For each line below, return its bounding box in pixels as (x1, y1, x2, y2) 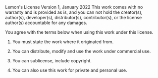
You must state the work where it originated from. (12, 39, 114, 45)
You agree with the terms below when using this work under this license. (5, 29, 154, 35)
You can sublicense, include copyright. (12, 58, 92, 63)
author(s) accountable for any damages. (5, 20, 88, 26)
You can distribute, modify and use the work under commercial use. (12, 49, 151, 54)
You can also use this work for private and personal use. (12, 67, 127, 73)
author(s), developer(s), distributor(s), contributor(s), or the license (5, 15, 142, 20)
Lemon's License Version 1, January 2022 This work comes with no (5, 4, 143, 10)
